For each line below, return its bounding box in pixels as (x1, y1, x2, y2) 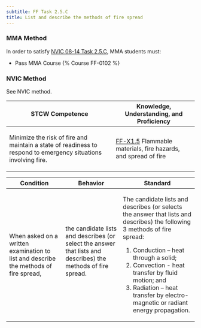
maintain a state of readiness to (9, 141, 98, 149)
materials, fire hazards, (115, 145, 180, 153)
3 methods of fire (122, 225, 172, 234)
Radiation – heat (132, 284, 178, 292)
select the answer (65, 239, 115, 248)
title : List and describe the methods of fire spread (6, 14, 144, 20)
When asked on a (9, 232, 58, 240)
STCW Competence (31, 110, 89, 118)
